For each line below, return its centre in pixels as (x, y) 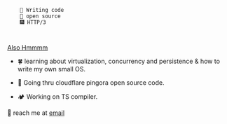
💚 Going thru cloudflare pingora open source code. (91, 83)
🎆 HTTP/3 (33, 22)
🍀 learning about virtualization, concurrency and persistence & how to (119, 61)
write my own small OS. (51, 69)
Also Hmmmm (28, 48)
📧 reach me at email (36, 113)
